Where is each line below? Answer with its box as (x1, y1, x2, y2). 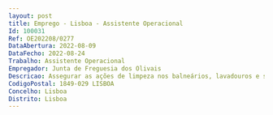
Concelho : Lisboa (8, 87, 67, 96)
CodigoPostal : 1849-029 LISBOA (8, 79, 115, 87)
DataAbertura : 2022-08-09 (8, 42, 96, 50)
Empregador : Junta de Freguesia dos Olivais (8, 65, 162, 73)
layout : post (8, 11, 53, 20)
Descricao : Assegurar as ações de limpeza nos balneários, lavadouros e (8, 72, 260, 80)
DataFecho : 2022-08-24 (8, 49, 85, 57)
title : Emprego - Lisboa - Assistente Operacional (8, 19, 184, 28)
